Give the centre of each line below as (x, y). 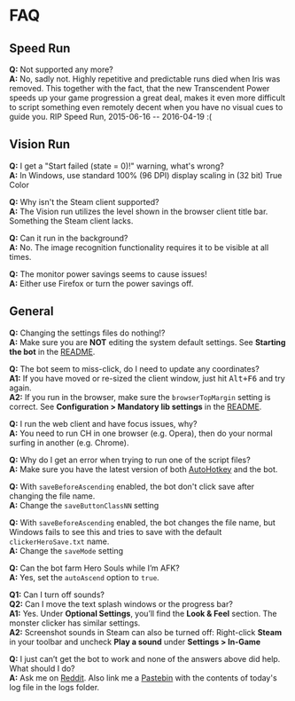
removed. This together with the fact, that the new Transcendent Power (140, 88)
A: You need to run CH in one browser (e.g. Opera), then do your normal (141, 433)
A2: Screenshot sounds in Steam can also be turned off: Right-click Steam (145, 632)
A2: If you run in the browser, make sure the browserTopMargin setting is (140, 397)
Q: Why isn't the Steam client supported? (84, 201)
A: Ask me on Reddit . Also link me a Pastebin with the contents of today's (143, 677)
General (32, 311)
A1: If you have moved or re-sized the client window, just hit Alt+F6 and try (147, 378)
